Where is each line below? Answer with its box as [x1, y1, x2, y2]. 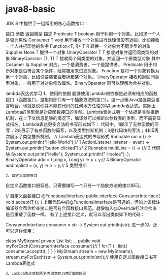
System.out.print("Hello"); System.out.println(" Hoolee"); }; [11, 151, 131, 157]
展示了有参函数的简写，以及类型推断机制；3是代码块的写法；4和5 [21, 127, 155, 133]
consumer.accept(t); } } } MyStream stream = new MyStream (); [5, 248, 133, 254]
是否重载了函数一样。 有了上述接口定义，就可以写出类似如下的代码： [5, 211, 145, 217]
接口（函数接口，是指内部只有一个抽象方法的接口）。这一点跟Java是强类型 [5, 96, 156, 102]
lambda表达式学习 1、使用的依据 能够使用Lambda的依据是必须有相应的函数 [5, 90, 158, 96]
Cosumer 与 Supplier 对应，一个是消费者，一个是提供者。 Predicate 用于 [5, 62, 153, 67]
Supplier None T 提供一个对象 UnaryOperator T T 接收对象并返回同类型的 [5, 49, 154, 55]
